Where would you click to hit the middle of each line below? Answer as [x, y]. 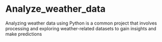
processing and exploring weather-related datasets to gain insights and [81, 28]
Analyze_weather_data [56, 9]
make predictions [24, 34]
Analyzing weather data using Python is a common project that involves [81, 23]
